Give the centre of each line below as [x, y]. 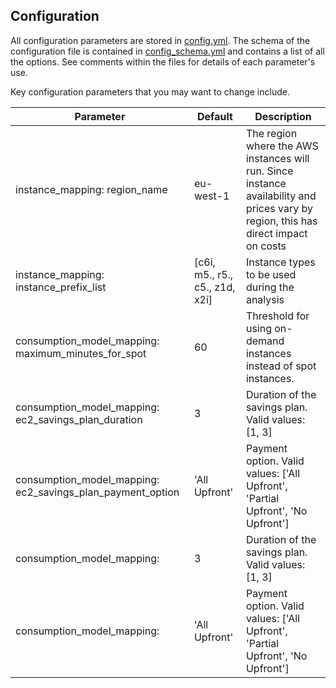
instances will [277, 158]
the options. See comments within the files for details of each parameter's [163, 61]
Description [283, 116]
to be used [271, 274]
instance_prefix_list [61, 287]
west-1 [211, 196]
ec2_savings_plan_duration [79, 419]
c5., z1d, [214, 287]
